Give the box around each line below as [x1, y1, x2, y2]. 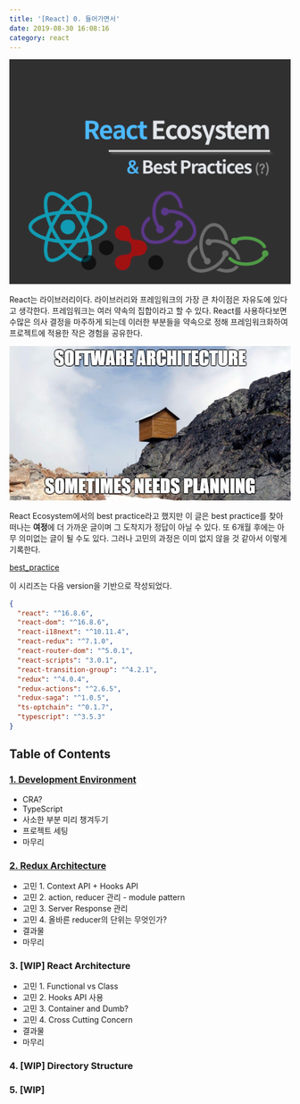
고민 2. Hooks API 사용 [21, 992, 104, 1003]
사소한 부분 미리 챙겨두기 [21, 814, 109, 825]
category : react [9, 33, 70, 42]
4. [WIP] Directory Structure [9, 1060, 134, 1073]
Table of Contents [9, 747, 112, 762]
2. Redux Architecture [9, 859, 107, 871]
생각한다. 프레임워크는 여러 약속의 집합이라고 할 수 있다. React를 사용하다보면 [18, 305, 287, 317]
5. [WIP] [9, 1083, 46, 1096]
